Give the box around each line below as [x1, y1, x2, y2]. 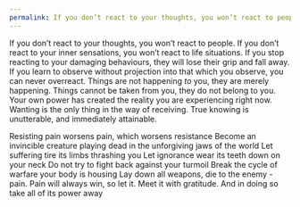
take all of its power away [9, 187, 104, 198]
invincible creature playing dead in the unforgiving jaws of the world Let [9, 140, 274, 151]
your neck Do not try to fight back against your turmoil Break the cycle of [9, 159, 279, 170]
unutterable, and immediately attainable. [9, 113, 158, 124]
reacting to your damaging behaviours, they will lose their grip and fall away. [9, 56, 290, 67]
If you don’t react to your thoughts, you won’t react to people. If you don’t [9, 37, 279, 48]
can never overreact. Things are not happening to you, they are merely [9, 75, 270, 86]
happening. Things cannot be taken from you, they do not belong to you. [9, 85, 277, 95]
